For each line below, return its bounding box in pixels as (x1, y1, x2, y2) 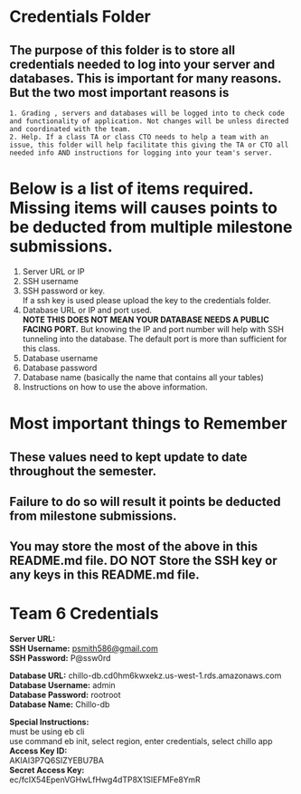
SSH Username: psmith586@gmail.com (9, 643, 158, 654)
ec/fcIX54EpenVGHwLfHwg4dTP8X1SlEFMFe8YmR (9, 774, 201, 785)
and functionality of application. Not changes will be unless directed (9, 117, 289, 126)
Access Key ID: (9, 745, 68, 757)
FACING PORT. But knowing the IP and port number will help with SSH (22, 323, 285, 334)
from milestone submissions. (9, 508, 178, 523)
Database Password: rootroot (9, 690, 121, 701)
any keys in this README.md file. (9, 568, 201, 583)
